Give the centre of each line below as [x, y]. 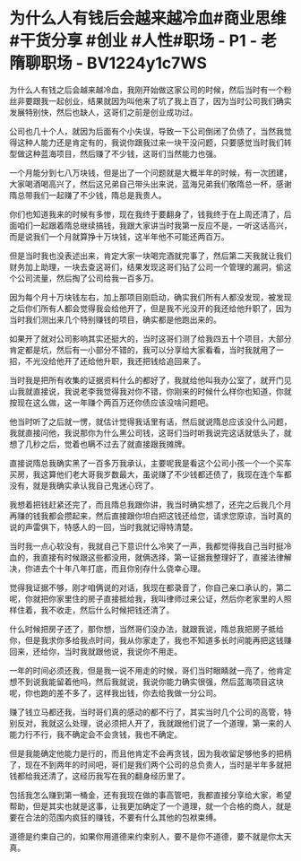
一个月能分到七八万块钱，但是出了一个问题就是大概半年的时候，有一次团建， [150, 172]
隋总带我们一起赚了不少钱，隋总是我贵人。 [88, 195]
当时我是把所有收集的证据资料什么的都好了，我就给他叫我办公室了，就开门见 [150, 380]
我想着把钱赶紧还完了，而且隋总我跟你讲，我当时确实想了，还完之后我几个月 [150, 504]
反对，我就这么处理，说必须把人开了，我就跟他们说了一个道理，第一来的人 [154, 723]
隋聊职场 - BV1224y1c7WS [108, 63]
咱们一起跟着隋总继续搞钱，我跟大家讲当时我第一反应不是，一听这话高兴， [154, 225]
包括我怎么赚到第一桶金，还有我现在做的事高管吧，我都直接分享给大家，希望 [150, 795]
